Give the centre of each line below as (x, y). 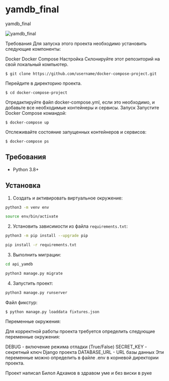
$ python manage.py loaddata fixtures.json (52, 312)
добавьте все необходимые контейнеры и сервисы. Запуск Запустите (82, 107)
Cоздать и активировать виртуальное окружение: (68, 198)
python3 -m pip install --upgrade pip (47, 236)
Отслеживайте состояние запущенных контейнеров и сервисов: (76, 132)
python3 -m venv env (27, 207)
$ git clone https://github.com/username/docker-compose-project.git (81, 74)
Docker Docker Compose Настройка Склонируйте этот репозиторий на (83, 59)
